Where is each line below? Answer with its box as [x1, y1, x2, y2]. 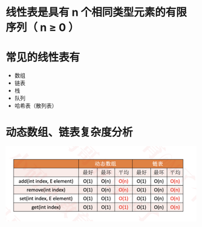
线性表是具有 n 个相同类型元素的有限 [5, 5, 187, 19]
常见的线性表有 [5, 51, 80, 64]
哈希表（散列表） [14, 102, 57, 110]
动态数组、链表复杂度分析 [5, 125, 134, 139]
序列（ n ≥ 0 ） [5, 21, 79, 35]
